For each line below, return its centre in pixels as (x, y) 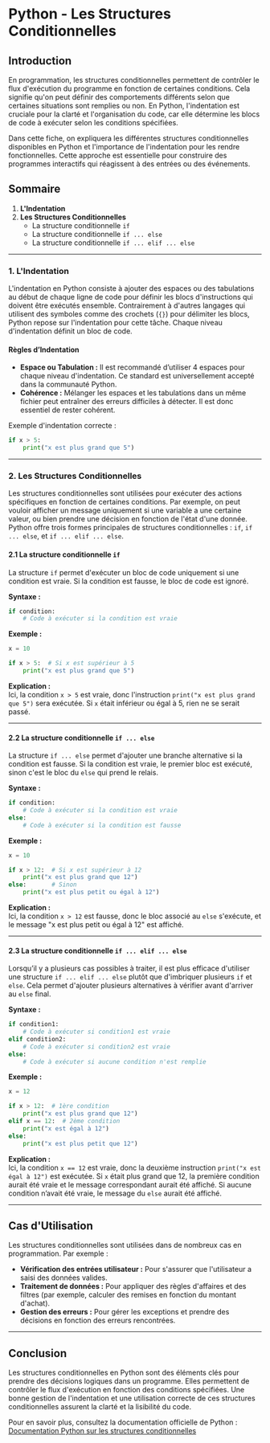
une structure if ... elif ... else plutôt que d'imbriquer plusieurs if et (130, 977)
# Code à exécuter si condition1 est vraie (97, 1032)
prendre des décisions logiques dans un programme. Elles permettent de (129, 1381)
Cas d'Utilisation (51, 1226)
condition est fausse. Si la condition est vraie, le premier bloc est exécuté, (131, 764)
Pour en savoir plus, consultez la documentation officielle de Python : (123, 1422)
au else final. (30, 994)
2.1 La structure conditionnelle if (64, 554)
